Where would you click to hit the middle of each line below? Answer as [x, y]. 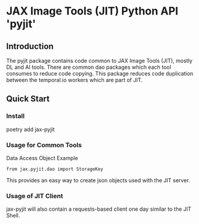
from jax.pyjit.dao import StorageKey [55, 169]
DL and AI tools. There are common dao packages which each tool [89, 67]
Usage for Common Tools [44, 145]
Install [16, 116]
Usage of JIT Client [35, 196]
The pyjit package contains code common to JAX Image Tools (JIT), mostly [99, 61]
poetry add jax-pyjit [31, 129]
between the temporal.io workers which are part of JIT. [75, 80]
